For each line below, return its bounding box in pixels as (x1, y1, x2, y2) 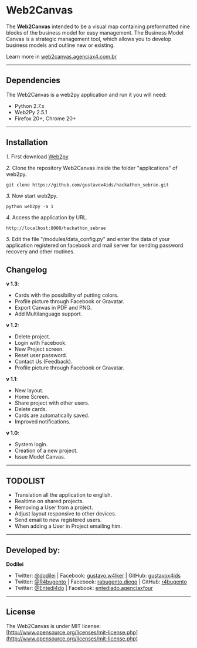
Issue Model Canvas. (14, 453, 66, 460)
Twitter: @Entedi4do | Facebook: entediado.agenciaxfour (14, 585, 154, 591)
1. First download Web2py (6, 153, 69, 160)
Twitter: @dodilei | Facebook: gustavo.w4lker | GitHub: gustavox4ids (14, 572, 181, 579)
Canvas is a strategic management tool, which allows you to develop (6, 35, 172, 42)
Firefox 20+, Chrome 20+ (14, 115, 76, 122)
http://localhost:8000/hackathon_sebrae (6, 225, 107, 231)
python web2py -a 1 (6, 203, 54, 209)
